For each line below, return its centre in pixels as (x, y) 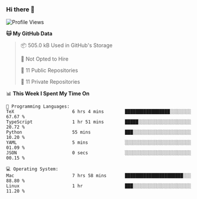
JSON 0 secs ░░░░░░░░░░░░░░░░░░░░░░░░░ (99, 153)
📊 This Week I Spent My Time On (48, 94)
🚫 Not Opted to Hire (45, 59)
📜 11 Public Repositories (49, 71)
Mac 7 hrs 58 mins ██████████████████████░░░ (99, 176)
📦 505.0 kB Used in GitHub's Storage (67, 45)
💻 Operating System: (32, 169)
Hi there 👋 (21, 9)
